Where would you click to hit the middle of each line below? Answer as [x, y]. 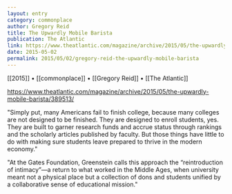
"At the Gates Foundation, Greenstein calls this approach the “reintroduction [115, 162]
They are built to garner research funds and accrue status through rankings [115, 127]
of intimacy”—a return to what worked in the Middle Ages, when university [113, 169]
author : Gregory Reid [38, 26]
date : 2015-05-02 [32, 52]
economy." [22, 148]
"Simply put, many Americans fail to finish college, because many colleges [113, 112]
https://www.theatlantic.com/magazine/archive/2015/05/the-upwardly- [108, 91]
